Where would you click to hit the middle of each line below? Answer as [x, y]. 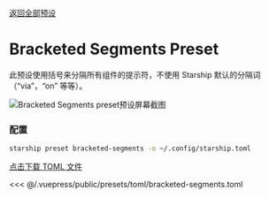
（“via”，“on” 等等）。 [48, 86]
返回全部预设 [32, 13]
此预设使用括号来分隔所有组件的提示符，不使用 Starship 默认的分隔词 [135, 74]
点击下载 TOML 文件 [46, 167]
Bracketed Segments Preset [114, 49]
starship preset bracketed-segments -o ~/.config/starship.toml [130, 148]
